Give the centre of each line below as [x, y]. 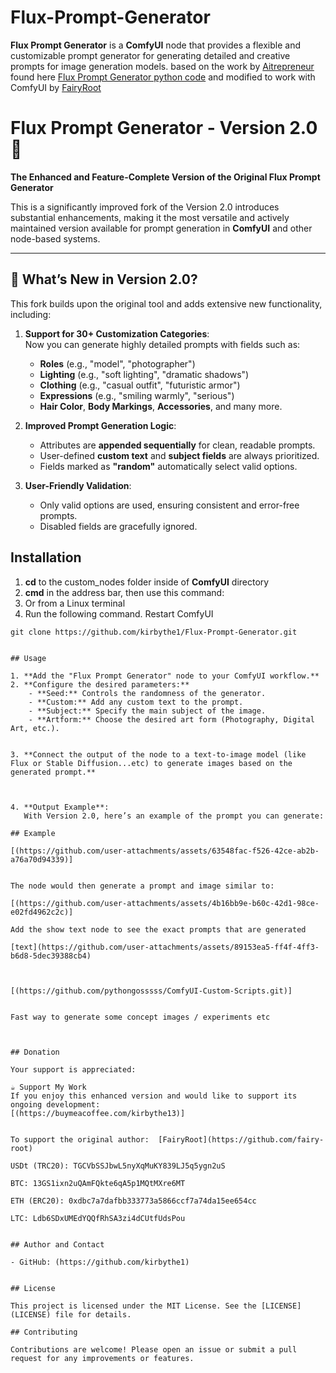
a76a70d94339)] [42, 859]
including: [31, 314]
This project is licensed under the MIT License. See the [133, 1306]
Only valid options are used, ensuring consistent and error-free [169, 505]
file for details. [93, 1314]
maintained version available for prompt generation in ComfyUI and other [161, 228]
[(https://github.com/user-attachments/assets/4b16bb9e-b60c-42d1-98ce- [165, 903]
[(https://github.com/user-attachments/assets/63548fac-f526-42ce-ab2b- [165, 851]
